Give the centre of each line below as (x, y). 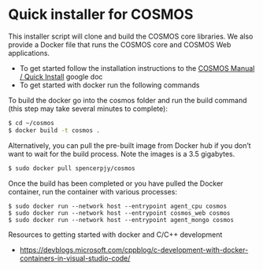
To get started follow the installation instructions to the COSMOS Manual (137, 68)
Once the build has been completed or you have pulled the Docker (116, 183)
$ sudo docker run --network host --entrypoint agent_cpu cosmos (117, 206)
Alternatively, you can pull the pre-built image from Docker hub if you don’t (130, 145)
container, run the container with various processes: (93, 191)
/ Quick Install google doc (61, 76)
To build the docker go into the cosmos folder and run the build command (128, 100)
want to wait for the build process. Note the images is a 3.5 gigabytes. (122, 153)
